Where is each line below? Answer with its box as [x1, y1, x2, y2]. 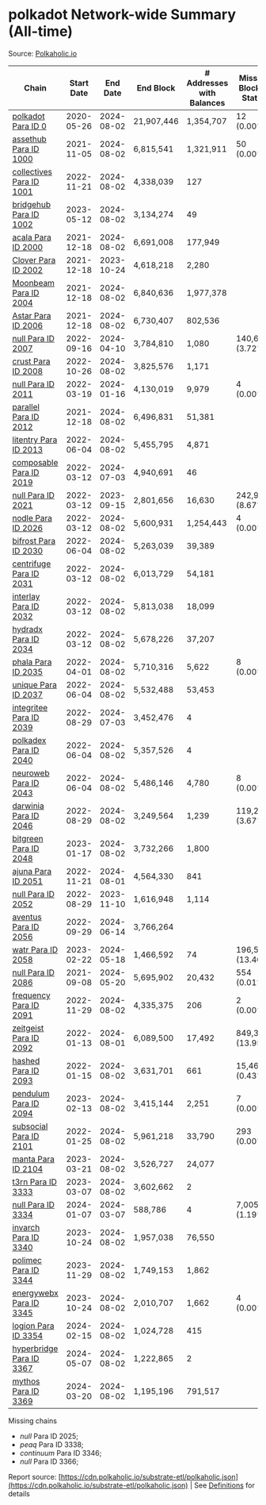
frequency [12, 990, 51, 1001]
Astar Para [12, 310, 51, 321]
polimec [12, 1254, 42, 1265]
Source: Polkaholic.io [8, 48, 78, 58]
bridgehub [12, 198, 51, 210]
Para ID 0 [12, 121, 47, 132]
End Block [136, 82, 176, 93]
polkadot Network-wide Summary [8, 6, 236, 24]
